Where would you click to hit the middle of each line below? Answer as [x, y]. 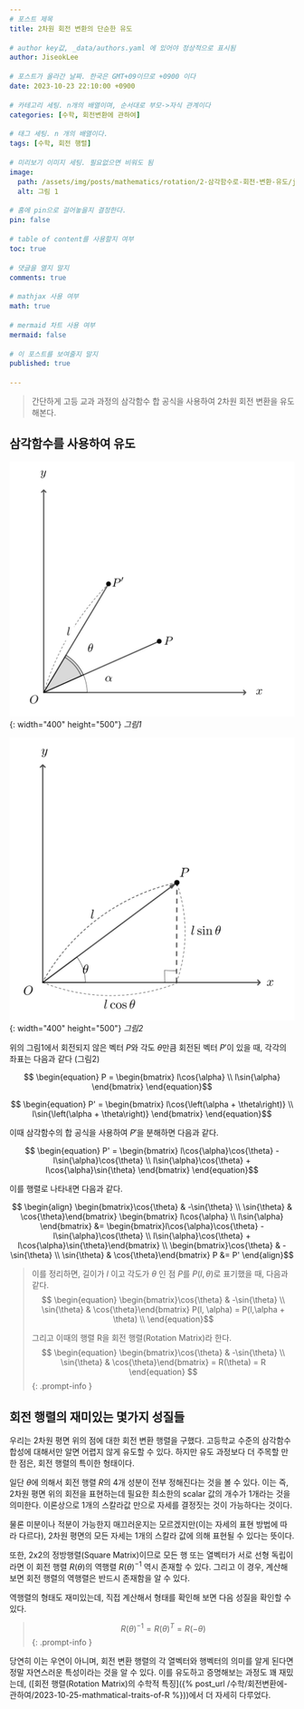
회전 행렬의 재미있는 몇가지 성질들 [97, 1416]
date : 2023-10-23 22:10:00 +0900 [72, 86]
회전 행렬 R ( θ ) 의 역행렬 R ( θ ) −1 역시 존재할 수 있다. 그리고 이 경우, [150, 1566]
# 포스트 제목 [31, 19]
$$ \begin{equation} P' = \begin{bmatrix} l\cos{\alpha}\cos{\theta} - [152, 1151]
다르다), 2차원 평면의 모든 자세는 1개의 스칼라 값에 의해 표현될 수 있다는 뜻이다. [157, 1536]
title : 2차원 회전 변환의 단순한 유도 [71, 29]
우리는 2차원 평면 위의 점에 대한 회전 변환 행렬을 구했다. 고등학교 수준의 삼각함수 [150, 1440]
